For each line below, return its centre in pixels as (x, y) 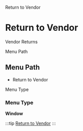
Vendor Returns (21, 41)
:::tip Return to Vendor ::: (31, 123)
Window (14, 114)
